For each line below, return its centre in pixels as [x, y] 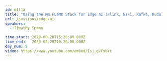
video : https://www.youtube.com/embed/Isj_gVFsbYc [59, 51]
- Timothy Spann [26, 28]
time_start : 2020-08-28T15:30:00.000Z [45, 37]
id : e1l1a [15, 10]
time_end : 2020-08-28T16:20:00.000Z [45, 42]
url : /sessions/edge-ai [30, 19]
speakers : [15, 24]
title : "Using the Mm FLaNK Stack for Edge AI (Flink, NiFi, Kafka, [78, 14]
